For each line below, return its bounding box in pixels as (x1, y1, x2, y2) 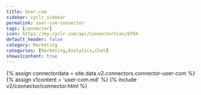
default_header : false (6, 36, 63, 42)
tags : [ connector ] (6, 25, 52, 32)
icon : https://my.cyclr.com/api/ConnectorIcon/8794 (6, 31, 138, 37)
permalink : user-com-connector (6, 20, 85, 26)
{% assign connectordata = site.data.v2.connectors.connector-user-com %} (6, 69, 196, 76)
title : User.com (6, 8, 47, 15)
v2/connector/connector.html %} (6, 82, 88, 90)
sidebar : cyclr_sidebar (6, 14, 66, 20)
